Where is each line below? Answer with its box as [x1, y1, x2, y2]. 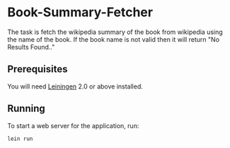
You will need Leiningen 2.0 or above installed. [7, 82, 144, 91]
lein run [7, 135, 33, 142]
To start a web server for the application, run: [7, 121, 139, 130]
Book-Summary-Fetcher [7, 4, 154, 21]
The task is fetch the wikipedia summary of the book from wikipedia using [7, 28, 223, 36]
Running [7, 103, 46, 115]
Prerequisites [7, 63, 68, 75]
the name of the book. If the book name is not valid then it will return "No [7, 35, 220, 43]
